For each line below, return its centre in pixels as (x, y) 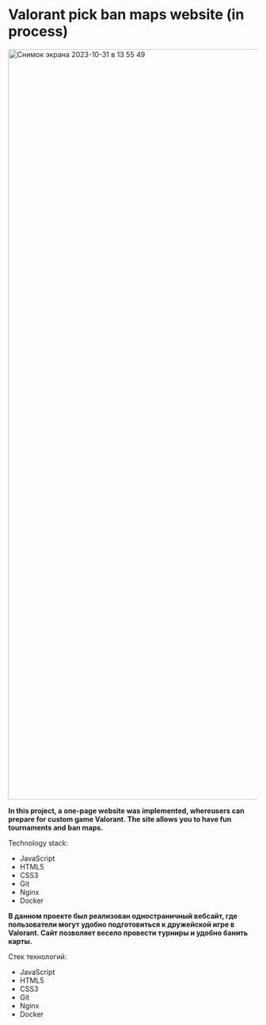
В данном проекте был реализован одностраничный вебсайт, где (123, 915)
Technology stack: (38, 842)
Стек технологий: (38, 956)
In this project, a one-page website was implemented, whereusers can (126, 811)
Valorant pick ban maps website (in (126, 15)
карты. (21, 941)
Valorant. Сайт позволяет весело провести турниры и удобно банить (128, 933)
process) (38, 31)
